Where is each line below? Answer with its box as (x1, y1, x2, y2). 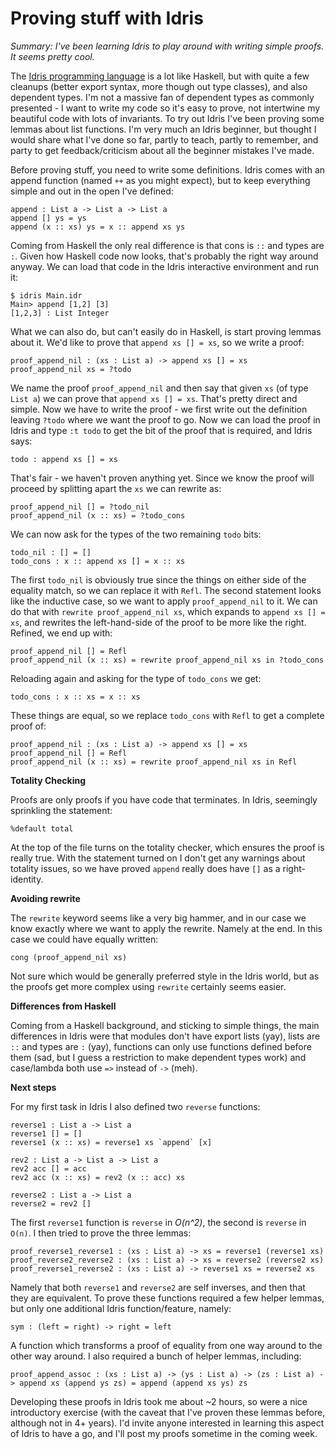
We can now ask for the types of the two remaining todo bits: (10, 528, 262, 540)
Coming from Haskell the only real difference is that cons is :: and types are (10, 239, 325, 251)
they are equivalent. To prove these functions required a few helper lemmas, (10, 1292, 325, 1304)
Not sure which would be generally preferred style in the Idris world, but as (10, 970, 320, 982)
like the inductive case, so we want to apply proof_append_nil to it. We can (10, 595, 318, 607)
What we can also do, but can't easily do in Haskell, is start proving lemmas (10, 325, 322, 337)
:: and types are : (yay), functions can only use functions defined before (10, 1040, 312, 1052)
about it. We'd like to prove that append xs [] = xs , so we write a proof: (10, 336, 305, 348)
